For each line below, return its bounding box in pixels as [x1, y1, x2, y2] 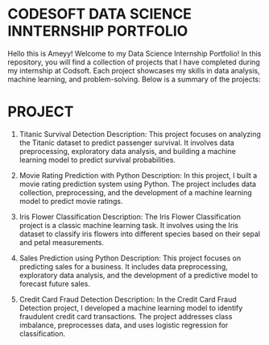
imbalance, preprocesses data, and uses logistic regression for [19, 320, 229, 330]
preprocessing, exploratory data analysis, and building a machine [19, 146, 237, 156]
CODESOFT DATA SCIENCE [7, 5, 192, 23]
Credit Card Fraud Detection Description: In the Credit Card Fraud [19, 294, 237, 304]
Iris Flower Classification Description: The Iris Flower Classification [19, 211, 241, 222]
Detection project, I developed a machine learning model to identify [19, 303, 243, 313]
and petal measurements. [19, 237, 104, 247]
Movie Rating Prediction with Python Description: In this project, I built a [19, 170, 258, 180]
